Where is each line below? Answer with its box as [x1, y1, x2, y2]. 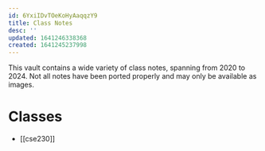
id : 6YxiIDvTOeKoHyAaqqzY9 [8, 11, 98, 20]
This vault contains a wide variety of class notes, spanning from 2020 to [8, 63, 245, 72]
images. [8, 80, 34, 90]
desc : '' [8, 26, 37, 34]
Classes [8, 108, 63, 126]
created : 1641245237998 [8, 41, 88, 49]
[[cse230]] [19, 134, 56, 144]
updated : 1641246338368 [8, 33, 88, 42]
